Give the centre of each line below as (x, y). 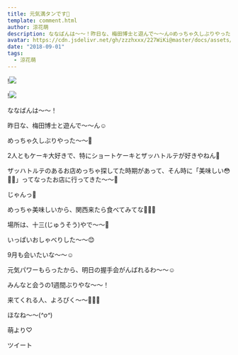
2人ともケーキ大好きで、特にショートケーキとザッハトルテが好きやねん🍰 (114, 155)
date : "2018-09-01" (36, 47)
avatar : (19, 40)
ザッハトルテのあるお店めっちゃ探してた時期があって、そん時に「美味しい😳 (119, 170)
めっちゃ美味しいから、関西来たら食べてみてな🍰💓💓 (82, 209)
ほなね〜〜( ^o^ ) (30, 315)
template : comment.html (42, 21)
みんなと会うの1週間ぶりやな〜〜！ (58, 285)
